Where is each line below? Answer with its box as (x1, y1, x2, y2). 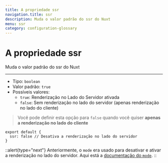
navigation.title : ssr (5, 12, 52, 17)
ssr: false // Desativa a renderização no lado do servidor (9, 134, 137, 139)
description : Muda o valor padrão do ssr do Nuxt (5, 16, 111, 21)
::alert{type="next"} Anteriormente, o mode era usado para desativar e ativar (5, 147, 161, 153)
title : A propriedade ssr (5, 7, 59, 12)
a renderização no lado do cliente (17, 120, 88, 126)
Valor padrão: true (12, 83, 51, 90)
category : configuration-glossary (5, 26, 77, 31)
